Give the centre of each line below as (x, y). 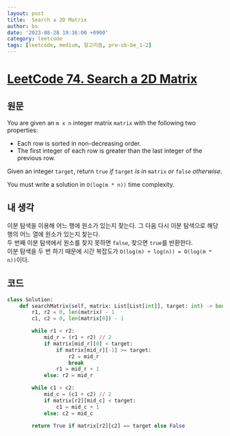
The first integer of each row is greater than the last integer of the (110, 151)
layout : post (26, 13)
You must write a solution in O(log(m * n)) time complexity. (91, 184)
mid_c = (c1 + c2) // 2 (77, 394)
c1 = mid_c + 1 (77, 407)
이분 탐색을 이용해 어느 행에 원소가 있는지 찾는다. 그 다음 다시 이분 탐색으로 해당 (113, 225)
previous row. (36, 158)
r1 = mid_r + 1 (77, 369)
